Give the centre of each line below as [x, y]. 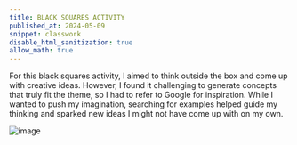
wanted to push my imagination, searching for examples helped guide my [144, 104]
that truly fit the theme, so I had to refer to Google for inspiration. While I [141, 95]
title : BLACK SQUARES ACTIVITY [67, 17]
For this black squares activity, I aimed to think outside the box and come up [148, 76]
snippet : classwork [45, 34]
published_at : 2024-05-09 [57, 26]
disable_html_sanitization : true [71, 42]
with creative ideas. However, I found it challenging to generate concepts [143, 85]
